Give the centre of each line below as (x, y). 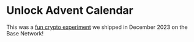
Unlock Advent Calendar (70, 10)
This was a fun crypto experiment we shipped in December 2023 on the (97, 27)
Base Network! (25, 33)
